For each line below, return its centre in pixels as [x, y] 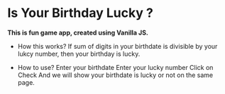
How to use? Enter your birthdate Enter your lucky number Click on [115, 67]
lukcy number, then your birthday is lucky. [79, 54]
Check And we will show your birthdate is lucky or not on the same [115, 75]
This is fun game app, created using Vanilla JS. [78, 33]
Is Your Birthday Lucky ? [81, 13]
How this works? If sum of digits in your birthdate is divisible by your [117, 46]
